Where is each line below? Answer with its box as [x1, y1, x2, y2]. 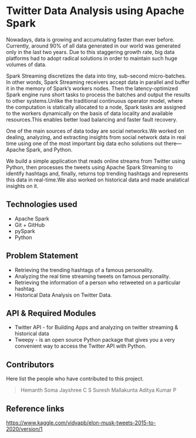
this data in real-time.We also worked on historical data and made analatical [6, 176, 190, 183]
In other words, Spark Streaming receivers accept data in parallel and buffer [6, 78, 190, 86]
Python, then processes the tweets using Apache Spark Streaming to [6, 163, 173, 171]
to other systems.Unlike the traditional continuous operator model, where [6, 97, 183, 104]
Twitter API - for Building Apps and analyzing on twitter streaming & [14, 324, 178, 331]
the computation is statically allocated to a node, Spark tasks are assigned [6, 103, 186, 110]
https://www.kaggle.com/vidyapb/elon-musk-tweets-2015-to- [6, 419, 156, 426]
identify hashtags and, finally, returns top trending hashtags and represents [6, 170, 188, 177]
